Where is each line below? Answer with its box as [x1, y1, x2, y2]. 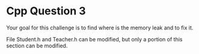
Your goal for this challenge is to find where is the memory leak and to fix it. [6, 24, 194, 31]
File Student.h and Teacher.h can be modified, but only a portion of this [6, 35, 183, 43]
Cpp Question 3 [6, 4, 86, 18]
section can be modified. [6, 42, 68, 49]
